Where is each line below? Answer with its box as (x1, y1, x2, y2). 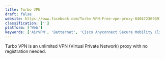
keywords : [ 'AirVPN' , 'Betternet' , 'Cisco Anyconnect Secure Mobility (5, 30, 153, 35)
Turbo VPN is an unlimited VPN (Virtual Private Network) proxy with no (5, 43, 148, 49)
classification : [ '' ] (5, 20, 50, 26)
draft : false (5, 12, 32, 17)
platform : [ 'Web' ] (5, 25, 43, 30)
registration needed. (5, 48, 46, 54)
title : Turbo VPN (5, 7, 41, 12)
